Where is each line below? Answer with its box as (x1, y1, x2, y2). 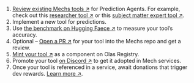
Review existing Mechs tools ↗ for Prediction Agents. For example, (12, 5, 181, 12)
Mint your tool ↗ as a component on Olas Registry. (12, 51, 140, 57)
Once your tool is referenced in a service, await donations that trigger (12, 63, 188, 71)
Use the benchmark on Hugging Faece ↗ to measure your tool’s (12, 24, 173, 32)
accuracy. (12, 31, 38, 38)
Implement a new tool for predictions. (12, 18, 107, 25)
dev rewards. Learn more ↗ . (12, 70, 83, 77)
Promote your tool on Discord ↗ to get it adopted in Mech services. (12, 57, 182, 64)
